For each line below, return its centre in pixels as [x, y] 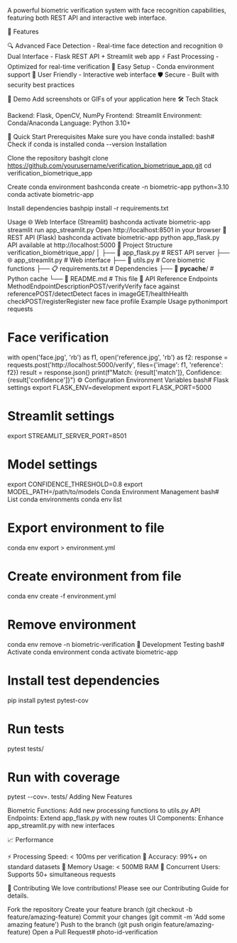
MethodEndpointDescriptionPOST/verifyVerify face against [94, 286]
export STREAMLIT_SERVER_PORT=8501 [67, 435]
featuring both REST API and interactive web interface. [87, 18]
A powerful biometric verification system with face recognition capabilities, [117, 10]
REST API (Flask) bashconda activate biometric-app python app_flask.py [114, 238]
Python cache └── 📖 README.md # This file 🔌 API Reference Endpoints [113, 279]
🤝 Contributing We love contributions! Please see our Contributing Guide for [118, 888]
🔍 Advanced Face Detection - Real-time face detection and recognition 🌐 [115, 46]
